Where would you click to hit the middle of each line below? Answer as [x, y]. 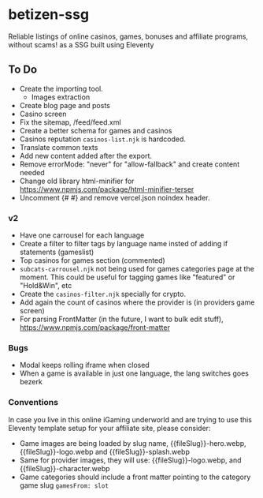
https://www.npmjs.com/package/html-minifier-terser [107, 189]
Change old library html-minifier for [77, 181]
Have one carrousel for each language [82, 235]
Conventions [33, 403]
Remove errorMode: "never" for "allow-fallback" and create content [130, 164]
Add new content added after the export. [85, 155]
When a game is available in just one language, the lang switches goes [134, 373]
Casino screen [43, 114]
